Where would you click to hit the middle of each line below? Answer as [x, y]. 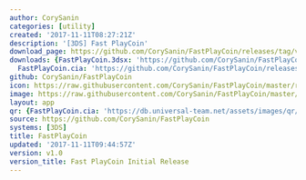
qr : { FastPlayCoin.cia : [55, 111]
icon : [20, 85]
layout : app [32, 102]
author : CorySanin [44, 18]
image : [22, 94]
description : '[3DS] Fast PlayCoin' [79, 43]
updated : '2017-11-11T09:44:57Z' [73, 145]
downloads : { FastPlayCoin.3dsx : [71, 60]
